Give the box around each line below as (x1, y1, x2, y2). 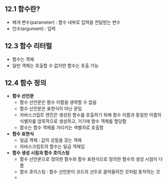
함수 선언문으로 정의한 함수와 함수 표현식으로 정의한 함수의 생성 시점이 (19, 156, 158, 162)
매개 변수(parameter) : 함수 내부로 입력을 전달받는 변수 (12, 19, 121, 25)
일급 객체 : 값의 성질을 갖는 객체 (19, 137, 82, 143)
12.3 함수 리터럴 (5, 42, 52, 51)
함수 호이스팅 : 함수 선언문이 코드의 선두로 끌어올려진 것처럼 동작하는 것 (19, 169, 160, 175)
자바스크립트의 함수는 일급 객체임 (19, 144, 85, 150)
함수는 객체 (12, 56, 34, 62)
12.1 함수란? (5, 5, 40, 14)
